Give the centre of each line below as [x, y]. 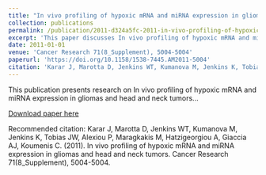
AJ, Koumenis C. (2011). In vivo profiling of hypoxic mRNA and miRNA [122, 145]
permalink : [26, 30]
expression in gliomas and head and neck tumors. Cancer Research [118, 154]
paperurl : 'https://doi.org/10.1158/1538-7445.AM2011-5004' [110, 60]
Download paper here [44, 113]
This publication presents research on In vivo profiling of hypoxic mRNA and [133, 89]
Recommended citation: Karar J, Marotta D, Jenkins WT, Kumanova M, [123, 128]
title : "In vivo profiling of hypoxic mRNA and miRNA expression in [123, 15]
